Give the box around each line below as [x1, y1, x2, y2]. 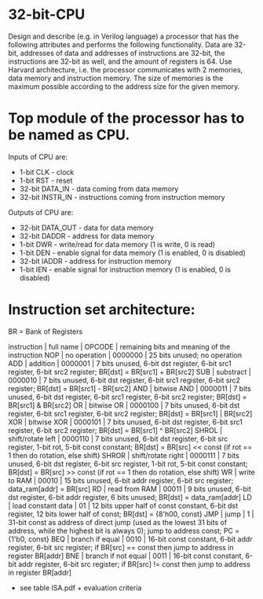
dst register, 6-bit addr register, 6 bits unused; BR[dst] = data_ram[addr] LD [8, 492, 253, 501]
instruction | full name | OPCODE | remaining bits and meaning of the [8, 342, 231, 351]
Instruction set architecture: [8, 301, 195, 319]
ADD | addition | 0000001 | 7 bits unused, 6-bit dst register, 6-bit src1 [8, 358, 232, 368]
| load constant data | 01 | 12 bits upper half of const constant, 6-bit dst [8, 501, 238, 510]
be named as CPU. [8, 126, 130, 144]
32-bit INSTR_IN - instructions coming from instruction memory [19, 192, 225, 202]
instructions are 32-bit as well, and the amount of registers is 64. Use [8, 57, 232, 66]
